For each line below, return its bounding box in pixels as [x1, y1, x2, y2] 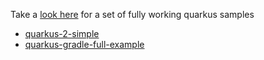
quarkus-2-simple [24, 28, 100, 39]
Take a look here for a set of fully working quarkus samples [10, 9, 255, 20]
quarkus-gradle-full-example [24, 39, 145, 50]
